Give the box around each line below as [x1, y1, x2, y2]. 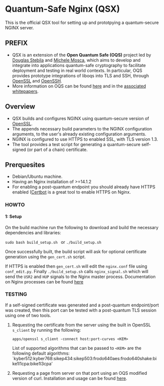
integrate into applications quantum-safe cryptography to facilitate [12, 62, 146, 68]
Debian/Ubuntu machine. [12, 173, 62, 179]
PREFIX [5, 39, 28, 47]
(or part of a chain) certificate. [27, 147, 88, 152]
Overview [5, 103, 36, 111]
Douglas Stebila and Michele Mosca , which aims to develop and [12, 57, 141, 63]
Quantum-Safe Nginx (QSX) [5, 3, 121, 15]
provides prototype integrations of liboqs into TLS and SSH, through [12, 72, 149, 79]
